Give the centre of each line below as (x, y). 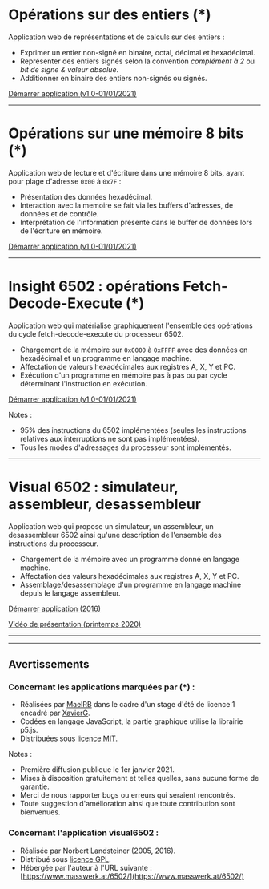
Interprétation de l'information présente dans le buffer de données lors (136, 222)
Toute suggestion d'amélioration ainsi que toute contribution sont (127, 804)
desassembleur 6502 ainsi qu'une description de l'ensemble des (115, 535)
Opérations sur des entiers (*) (110, 15)
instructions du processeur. (53, 544)
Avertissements (49, 664)
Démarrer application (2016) (55, 608)
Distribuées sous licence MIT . (69, 738)
